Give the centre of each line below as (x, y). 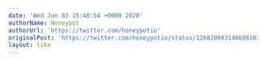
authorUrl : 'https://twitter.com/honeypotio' (84, 30)
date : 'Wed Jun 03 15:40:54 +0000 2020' (76, 15)
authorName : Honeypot (44, 23)
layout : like (30, 45)
